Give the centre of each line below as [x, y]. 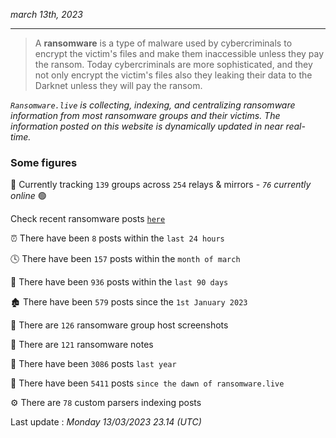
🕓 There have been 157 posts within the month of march [125, 259]
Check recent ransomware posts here [88, 219]
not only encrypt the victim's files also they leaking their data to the [173, 75]
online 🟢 [28, 196]
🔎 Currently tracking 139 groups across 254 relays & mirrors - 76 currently [161, 185]
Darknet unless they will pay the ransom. [118, 85]
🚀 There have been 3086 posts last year [93, 364]
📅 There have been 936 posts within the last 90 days [119, 282]
